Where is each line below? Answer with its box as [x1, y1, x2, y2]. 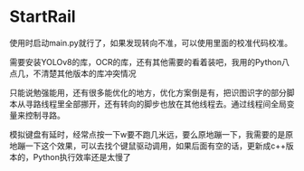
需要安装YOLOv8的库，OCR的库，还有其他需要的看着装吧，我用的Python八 [9, 56, 290, 67]
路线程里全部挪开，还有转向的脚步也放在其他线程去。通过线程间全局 [33, 98, 287, 109]
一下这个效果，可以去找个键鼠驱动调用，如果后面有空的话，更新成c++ [24, 140, 287, 151]
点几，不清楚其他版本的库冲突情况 [9, 68, 137, 79]
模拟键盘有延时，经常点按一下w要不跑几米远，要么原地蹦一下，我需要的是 [9, 128, 286, 139]
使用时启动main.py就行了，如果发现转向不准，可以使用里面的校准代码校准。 [9, 37, 292, 48]
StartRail [9, 6, 76, 27]
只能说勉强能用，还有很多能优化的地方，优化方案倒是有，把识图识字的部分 [9, 87, 287, 98]
